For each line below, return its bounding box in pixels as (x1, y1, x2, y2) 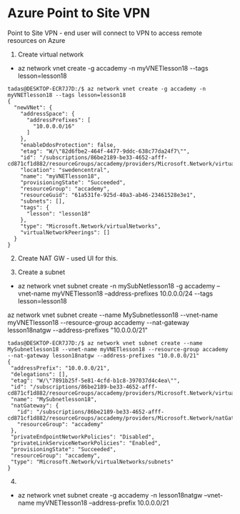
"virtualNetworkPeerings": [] (20, 228, 111, 236)
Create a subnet (17, 268, 66, 276)
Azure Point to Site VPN (7, 5, 150, 21)
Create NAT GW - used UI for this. (17, 253, 118, 262)
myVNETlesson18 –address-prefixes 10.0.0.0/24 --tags (51, 289, 213, 298)
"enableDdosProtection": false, (20, 141, 116, 148)
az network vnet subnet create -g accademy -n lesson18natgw (17, 490, 203, 499)
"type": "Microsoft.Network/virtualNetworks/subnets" (10, 458, 174, 465)
